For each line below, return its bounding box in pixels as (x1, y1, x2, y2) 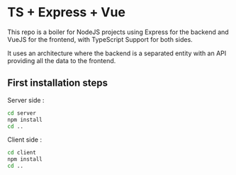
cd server (7, 109, 37, 117)
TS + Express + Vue (7, 4, 126, 21)
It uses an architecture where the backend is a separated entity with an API (7, 49, 227, 57)
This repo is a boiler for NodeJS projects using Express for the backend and (7, 28, 229, 36)
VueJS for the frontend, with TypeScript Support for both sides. (7, 35, 193, 43)
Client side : (7, 135, 43, 144)
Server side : (7, 96, 45, 104)
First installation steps (7, 77, 108, 89)
